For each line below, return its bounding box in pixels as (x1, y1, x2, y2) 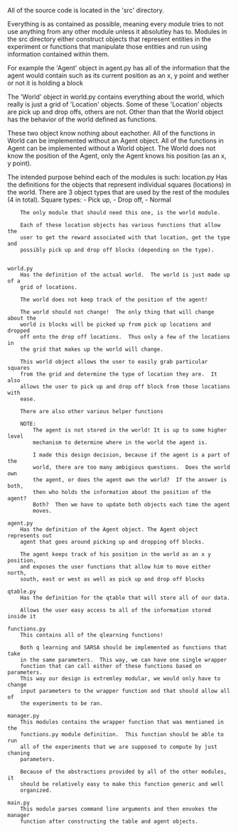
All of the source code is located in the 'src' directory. (7, 6, 165, 14)
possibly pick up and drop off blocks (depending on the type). (20, 246, 215, 253)
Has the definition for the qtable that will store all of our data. (20, 594, 231, 601)
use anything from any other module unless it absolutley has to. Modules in (7, 28, 227, 35)
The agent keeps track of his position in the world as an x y (20, 551, 212, 558)
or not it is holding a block (7, 79, 84, 87)
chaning (7, 750, 31, 757)
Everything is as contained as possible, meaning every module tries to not (7, 20, 224, 28)
